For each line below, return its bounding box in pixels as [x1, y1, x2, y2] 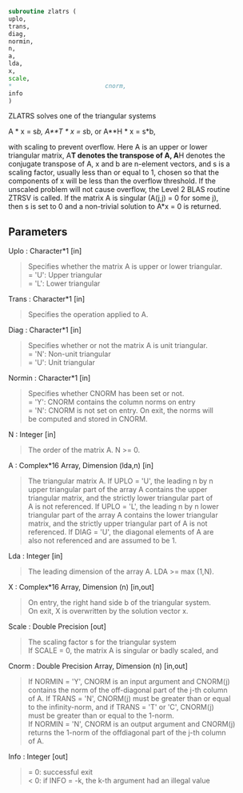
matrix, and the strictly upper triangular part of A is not [27, 519, 208, 528]
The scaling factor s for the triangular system [27, 637, 177, 647]
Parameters [8, 225, 68, 238]
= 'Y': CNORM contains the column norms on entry [27, 397, 196, 407]
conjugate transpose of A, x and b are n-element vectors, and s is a [8, 159, 230, 169]
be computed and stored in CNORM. [27, 415, 148, 424]
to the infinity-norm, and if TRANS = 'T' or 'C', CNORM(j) [27, 703, 214, 712]
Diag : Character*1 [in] [8, 325, 82, 335]
